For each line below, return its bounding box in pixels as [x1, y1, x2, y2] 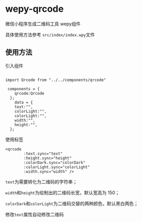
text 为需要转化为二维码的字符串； [5, 178, 78, 185]
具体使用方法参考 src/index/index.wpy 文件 [5, 31, 95, 37]
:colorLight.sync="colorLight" [23, 165, 90, 170]
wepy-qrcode [5, 3, 64, 15]
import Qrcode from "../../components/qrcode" [5, 77, 106, 83]
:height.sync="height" [23, 155, 72, 160]
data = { [14, 99, 33, 105]
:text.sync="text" [23, 151, 63, 156]
